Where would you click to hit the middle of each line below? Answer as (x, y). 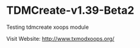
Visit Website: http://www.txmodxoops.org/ (60, 38)
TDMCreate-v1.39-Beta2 (70, 10)
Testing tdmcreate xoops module (48, 27)
